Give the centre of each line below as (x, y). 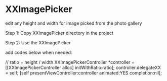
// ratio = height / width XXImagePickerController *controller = (70, 62)
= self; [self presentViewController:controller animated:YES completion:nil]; (83, 73)
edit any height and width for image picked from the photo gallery (74, 23)
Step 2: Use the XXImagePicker (38, 43)
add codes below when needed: (39, 52)
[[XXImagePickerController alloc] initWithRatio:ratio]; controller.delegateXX (83, 67)
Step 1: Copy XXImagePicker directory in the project (59, 33)
